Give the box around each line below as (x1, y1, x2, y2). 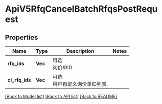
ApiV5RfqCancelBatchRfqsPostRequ (5, 3, 158, 15)
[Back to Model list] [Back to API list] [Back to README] (5, 94, 117, 99)
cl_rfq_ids (7, 77, 31, 83)
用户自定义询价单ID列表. (52, 81, 108, 87)
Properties (5, 33, 38, 42)
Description (66, 48, 94, 54)
